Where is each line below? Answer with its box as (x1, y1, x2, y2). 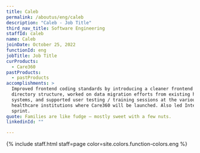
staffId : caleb (6, 31, 44, 37)
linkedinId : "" (6, 119, 44, 125)
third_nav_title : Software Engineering (6, 25, 105, 31)
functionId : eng (6, 47, 46, 53)
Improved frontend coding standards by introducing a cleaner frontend (11, 86, 193, 92)
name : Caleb (6, 36, 36, 42)
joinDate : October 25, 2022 (6, 42, 76, 48)
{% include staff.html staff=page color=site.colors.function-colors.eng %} (6, 141, 187, 148)
